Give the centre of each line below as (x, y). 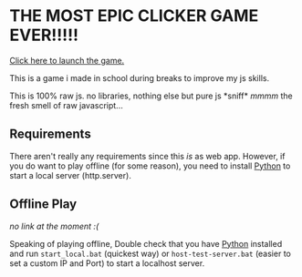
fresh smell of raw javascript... (66, 105)
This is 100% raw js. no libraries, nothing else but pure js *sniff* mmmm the (151, 96)
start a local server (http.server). (71, 175)
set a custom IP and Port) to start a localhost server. (107, 263)
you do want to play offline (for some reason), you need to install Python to (150, 166)
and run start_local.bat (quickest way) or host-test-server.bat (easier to (151, 253)
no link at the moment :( (54, 226)
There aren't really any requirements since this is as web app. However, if (147, 156)
